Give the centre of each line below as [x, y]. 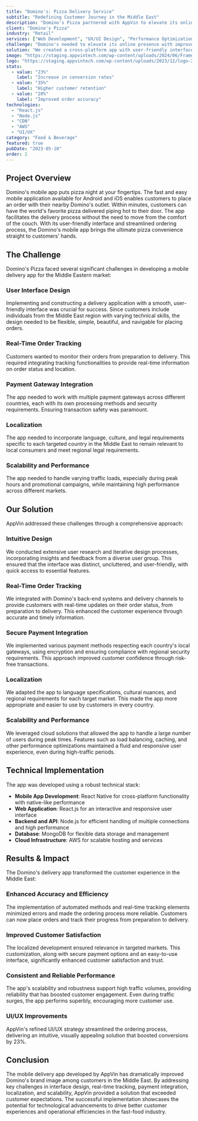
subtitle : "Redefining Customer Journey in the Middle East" [83, 17]
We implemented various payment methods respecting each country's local [98, 646]
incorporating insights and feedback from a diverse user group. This [89, 558]
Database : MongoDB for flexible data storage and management [92, 834]
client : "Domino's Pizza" [38, 28]
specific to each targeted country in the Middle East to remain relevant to [95, 444]
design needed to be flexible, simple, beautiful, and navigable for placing [94, 322]
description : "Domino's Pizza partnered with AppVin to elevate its [92, 22]
